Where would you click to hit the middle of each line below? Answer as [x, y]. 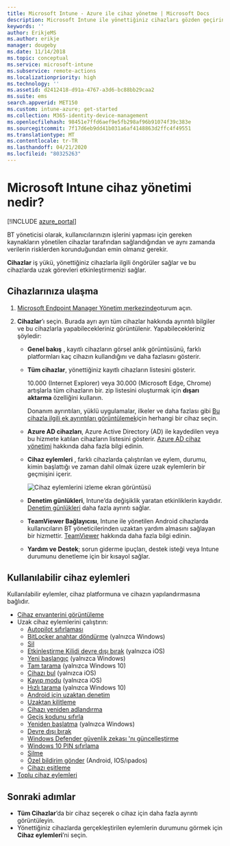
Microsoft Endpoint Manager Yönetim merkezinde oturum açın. [105, 308]
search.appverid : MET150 [42, 103]
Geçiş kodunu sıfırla [55, 717]
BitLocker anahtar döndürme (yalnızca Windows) [96, 637]
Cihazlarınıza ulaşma [53, 291]
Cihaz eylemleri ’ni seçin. [52, 835]
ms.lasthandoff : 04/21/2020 [47, 148]
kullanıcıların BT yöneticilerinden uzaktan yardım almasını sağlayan [121, 528]
